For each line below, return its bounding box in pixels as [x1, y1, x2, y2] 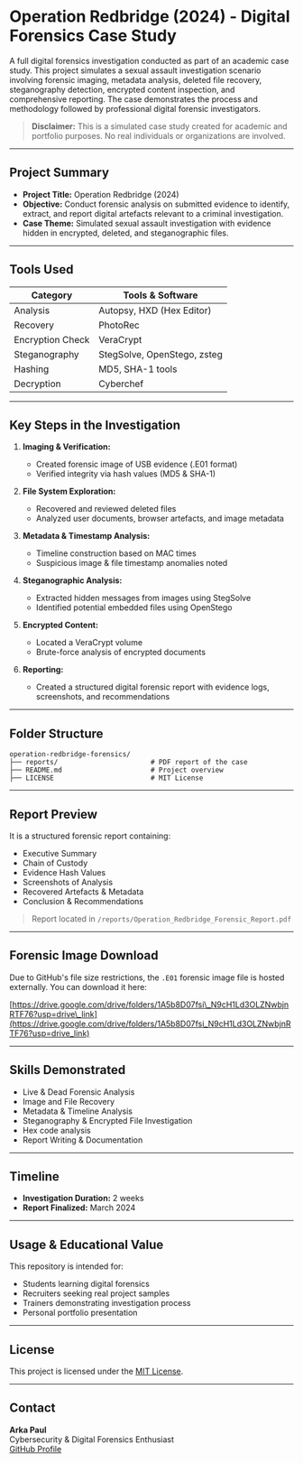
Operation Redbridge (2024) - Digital [9, 6, 290, 27]
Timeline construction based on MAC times [35, 548, 197, 559]
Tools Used [9, 262, 74, 277]
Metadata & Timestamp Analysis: [22, 531, 151, 542]
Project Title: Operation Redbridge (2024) [22, 189, 179, 199]
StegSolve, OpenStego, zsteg [98, 347, 224, 360]
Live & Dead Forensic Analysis [22, 1086, 135, 1097]
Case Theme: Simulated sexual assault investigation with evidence [22, 218, 271, 228]
